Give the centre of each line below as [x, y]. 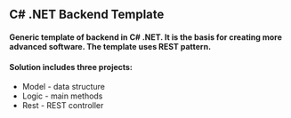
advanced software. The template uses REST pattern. [110, 46]
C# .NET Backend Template [87, 15]
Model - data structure [63, 87]
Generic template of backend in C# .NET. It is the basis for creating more [146, 37]
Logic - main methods [62, 96]
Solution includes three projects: [71, 67]
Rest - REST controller [63, 106]
